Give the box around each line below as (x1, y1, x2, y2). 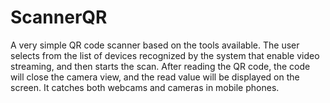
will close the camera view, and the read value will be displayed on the (10, 71, 300, 83)
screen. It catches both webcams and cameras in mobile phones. (10, 81, 280, 93)
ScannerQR (10, 6, 108, 29)
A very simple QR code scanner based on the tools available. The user (10, 39, 300, 51)
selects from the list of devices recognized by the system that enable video (10, 49, 320, 61)
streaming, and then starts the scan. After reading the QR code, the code (10, 60, 311, 72)
